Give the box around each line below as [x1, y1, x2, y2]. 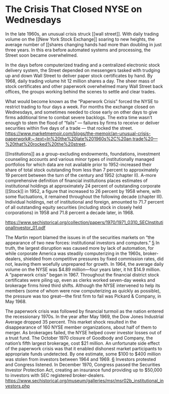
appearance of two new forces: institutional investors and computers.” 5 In [5, 240, 160, 246]
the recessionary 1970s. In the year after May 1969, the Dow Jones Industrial [5, 313, 164, 320]
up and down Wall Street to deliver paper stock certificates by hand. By [5, 72, 153, 78]
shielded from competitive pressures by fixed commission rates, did [23, 255, 164, 262]
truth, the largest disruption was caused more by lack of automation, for [5, 245, 154, 251]
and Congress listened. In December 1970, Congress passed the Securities [5, 361, 160, 367]
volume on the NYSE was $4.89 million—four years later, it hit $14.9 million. [5, 266, 161, 272]
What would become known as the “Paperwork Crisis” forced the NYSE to [5, 98, 158, 104]
